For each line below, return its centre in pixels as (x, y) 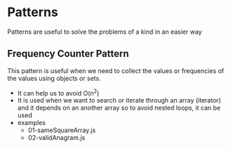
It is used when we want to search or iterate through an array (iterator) (119, 101)
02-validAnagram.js (57, 138)
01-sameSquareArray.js (62, 130)
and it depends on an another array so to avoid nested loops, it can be (119, 108)
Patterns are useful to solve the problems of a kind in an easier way (105, 32)
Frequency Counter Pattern (68, 54)
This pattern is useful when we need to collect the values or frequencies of (116, 70)
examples (31, 123)
